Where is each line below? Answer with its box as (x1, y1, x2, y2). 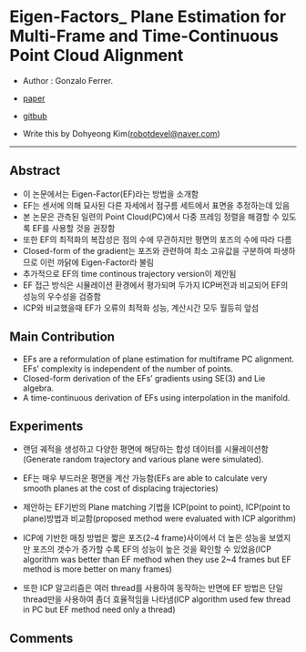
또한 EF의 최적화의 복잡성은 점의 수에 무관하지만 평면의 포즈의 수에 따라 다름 (22, 234, 292, 245)
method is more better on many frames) (22, 564, 173, 575)
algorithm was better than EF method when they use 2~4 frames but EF (22, 554, 291, 565)
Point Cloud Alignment (9, 46, 184, 66)
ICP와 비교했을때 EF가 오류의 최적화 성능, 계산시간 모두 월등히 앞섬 (22, 302, 260, 313)
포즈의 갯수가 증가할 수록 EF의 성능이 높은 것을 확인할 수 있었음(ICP (32, 544, 271, 555)
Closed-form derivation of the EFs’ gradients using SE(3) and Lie (22, 372, 266, 383)
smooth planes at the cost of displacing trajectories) (22, 483, 219, 494)
